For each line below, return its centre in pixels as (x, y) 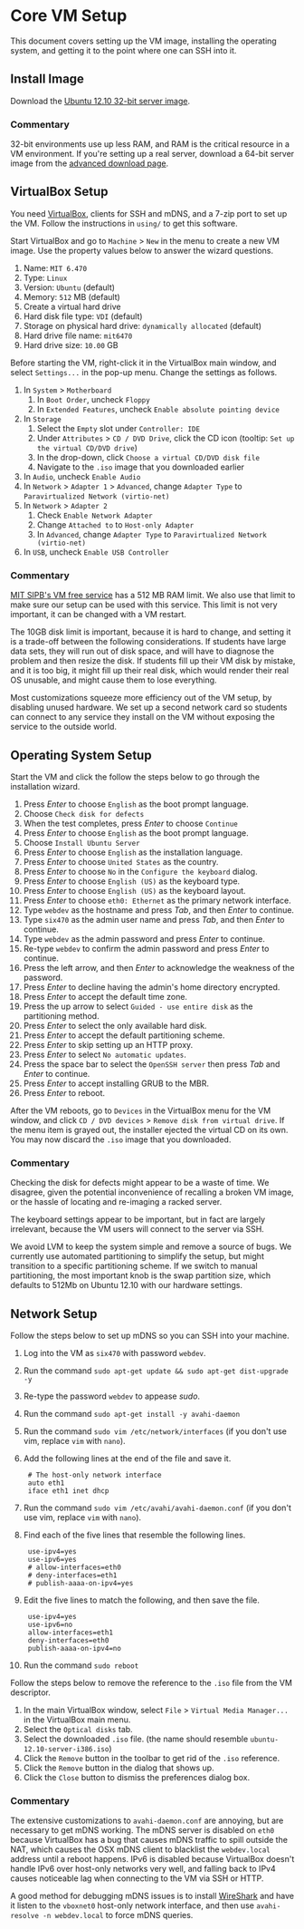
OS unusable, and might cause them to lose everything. (114, 680)
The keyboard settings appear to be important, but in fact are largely (138, 1219)
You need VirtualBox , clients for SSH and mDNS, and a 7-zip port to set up (149, 213)
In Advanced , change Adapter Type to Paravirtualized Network (152, 534)
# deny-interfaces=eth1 (72, 1575)
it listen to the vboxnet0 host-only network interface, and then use (132, 1905)
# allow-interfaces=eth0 (74, 1568)
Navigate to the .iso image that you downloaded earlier (141, 467)
